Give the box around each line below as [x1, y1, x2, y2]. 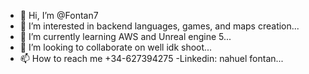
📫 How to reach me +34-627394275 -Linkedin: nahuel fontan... [19, 53, 284, 64]
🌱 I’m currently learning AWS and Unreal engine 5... [19, 31, 232, 42]
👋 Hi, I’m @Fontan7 [19, 10, 99, 21]
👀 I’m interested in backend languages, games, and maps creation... [19, 20, 300, 32]
